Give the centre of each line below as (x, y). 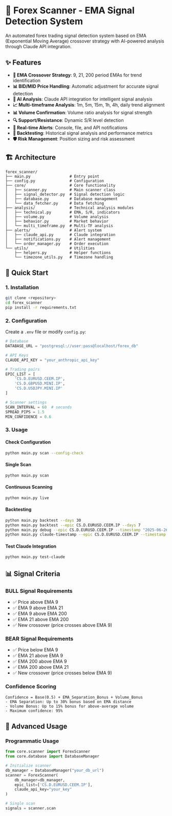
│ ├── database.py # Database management (61, 199)
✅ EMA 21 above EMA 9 (38, 655)
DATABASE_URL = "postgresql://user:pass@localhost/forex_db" (72, 346)
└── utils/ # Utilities (50, 248)
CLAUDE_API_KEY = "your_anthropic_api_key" (52, 360)
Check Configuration (28, 442)
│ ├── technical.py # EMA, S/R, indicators (63, 212)
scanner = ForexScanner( (32, 775)
